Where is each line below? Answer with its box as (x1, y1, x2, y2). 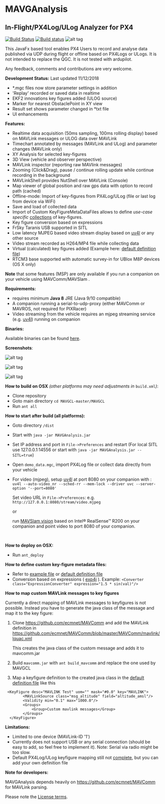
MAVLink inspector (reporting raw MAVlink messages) (12, 162, 122, 167)
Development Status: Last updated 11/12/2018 (5, 76, 99, 81)
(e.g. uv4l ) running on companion (12, 316, 80, 322)
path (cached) (12, 188, 41, 193)
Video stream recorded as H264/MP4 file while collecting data (12, 240, 139, 246)
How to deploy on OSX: (5, 542, 54, 548)
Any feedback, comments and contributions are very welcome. (5, 66, 133, 72)
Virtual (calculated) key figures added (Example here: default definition (12, 246, 156, 251)
